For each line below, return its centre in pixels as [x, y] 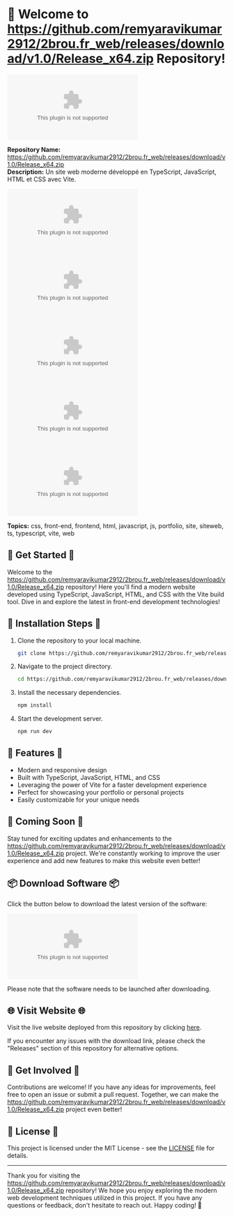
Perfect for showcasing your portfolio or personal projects [101, 792]
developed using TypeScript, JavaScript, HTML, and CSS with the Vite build [116, 594]
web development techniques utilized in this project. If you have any [105, 1198]
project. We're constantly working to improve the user [143, 853]
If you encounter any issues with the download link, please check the [106, 1041]
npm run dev [34, 732]
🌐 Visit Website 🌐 [46, 1011]
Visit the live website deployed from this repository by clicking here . [104, 1028]
